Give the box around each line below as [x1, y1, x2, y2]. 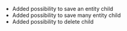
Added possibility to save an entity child [12, 5, 114, 12]
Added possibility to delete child [12, 18, 94, 25]
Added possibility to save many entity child [12, 12, 121, 19]
